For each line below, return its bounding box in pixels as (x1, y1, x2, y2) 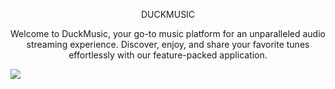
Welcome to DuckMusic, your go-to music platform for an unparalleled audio (10, 28, 326, 39)
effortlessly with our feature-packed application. (68, 49, 268, 61)
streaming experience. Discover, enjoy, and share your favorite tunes (26, 39, 310, 50)
